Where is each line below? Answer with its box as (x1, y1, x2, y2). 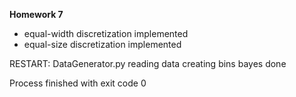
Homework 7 (9, 9, 64, 20)
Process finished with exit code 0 (9, 77, 147, 89)
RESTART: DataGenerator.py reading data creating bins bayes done (9, 58, 287, 69)
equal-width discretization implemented (23, 28, 189, 39)
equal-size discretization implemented (23, 39, 182, 50)
